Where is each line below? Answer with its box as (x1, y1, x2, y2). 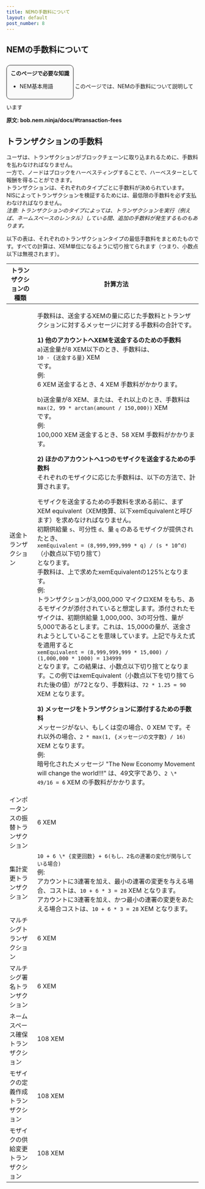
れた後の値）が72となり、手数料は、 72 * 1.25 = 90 (37, 680, 186, 689)
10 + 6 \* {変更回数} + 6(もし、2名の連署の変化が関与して (37, 853, 192, 860)
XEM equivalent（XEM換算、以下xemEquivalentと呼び (37, 507, 193, 515)
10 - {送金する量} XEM (37, 353, 101, 362)
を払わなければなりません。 (6, 161, 76, 168)
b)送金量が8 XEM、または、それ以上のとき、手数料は (37, 396, 190, 404)
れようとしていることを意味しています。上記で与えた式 (37, 632, 195, 640)
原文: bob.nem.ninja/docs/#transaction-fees (6, 116, 122, 124)
